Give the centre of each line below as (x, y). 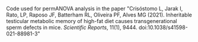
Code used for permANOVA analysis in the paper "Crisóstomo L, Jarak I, (95, 9)
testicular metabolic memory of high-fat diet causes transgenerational (92, 21)
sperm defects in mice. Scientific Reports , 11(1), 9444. (72, 27)
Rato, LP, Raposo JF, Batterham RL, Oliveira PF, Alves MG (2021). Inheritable (99, 15)
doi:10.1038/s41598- (163, 27)
